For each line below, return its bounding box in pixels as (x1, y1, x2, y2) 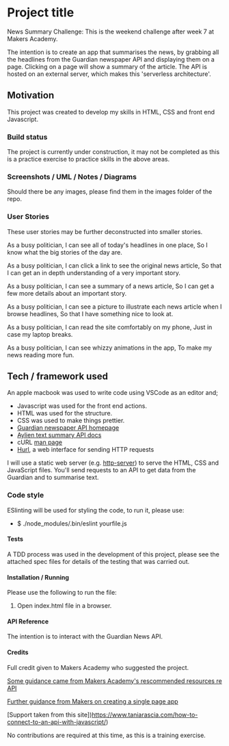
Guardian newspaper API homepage (16, 424, 120, 432)
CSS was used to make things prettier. (16, 416, 125, 425)
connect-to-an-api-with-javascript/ (7, 717, 107, 726)
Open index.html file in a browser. (16, 602, 112, 610)
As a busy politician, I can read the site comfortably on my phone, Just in (7, 323, 213, 331)
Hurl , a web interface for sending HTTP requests (16, 446, 154, 454)
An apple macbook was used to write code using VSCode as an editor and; (7, 389, 219, 397)
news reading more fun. (7, 350, 75, 359)
